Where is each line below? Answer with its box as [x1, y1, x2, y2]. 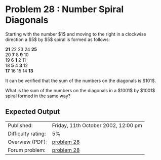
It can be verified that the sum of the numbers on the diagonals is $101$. [5, 77, 156, 84]
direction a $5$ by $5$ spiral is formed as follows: [5, 36, 110, 43]
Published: [8, 122, 33, 129]
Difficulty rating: [8, 130, 46, 137]
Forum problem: [8, 146, 46, 153]
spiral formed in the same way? [5, 93, 71, 99]
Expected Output [5, 107, 60, 116]
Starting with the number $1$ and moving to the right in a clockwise [5, 31, 146, 37]
